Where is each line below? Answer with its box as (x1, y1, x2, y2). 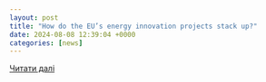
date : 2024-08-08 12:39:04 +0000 (9, 30, 136, 39)
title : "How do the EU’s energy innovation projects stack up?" (9, 22, 258, 31)
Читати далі (9, 63, 55, 74)
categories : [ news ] (9, 38, 84, 48)
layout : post (9, 13, 59, 23)
